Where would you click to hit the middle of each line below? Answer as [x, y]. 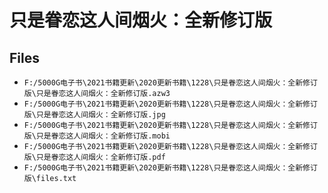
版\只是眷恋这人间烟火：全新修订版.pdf [94, 157]
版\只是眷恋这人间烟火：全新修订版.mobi [97, 136]
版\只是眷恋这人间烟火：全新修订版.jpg [94, 115]
